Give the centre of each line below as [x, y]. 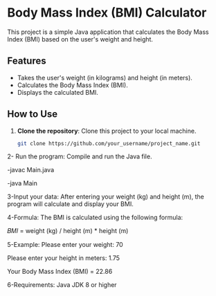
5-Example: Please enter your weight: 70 [65, 245]
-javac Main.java [30, 170]
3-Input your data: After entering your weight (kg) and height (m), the [106, 197]
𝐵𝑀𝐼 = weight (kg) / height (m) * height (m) [68, 231]
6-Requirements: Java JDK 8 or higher [62, 285]
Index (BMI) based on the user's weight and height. [80, 39]
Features [27, 61]
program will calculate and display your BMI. [70, 204]
